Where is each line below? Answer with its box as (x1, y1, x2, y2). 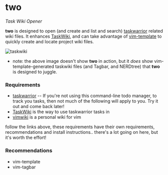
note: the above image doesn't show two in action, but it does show (12, 58, 153, 64)
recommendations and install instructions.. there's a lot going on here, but (5, 129, 158, 135)
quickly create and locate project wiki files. (5, 38, 94, 44)
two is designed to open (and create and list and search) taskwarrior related (5, 28, 163, 34)
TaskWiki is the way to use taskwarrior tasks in (12, 109, 110, 115)
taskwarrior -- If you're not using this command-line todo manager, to (12, 93, 157, 99)
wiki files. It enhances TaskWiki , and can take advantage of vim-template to (5, 33, 162, 39)
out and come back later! (12, 104, 64, 110)
